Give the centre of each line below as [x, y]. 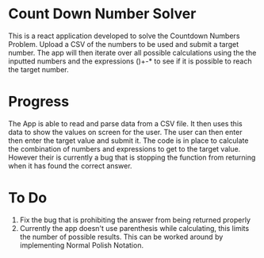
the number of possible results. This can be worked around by [121, 237]
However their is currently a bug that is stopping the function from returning [132, 157]
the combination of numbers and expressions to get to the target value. [124, 148]
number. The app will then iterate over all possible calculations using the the [132, 52]
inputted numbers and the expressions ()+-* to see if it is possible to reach [130, 61]
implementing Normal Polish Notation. [82, 245]
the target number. [38, 69]
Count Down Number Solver [102, 14]
